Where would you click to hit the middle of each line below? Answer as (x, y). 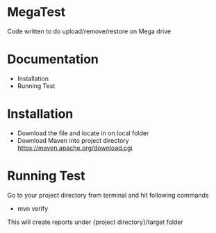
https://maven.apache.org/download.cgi (75, 148)
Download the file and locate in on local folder (83, 133)
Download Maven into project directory (73, 140)
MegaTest (36, 12)
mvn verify (33, 208)
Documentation (53, 59)
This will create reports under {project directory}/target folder (95, 222)
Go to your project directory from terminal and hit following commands (108, 195)
